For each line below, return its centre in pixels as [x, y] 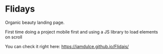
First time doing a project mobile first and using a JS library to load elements [81, 32]
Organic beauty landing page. [35, 22]
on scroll [14, 37]
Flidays [20, 9]
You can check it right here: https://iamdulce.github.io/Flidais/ [67, 46]
